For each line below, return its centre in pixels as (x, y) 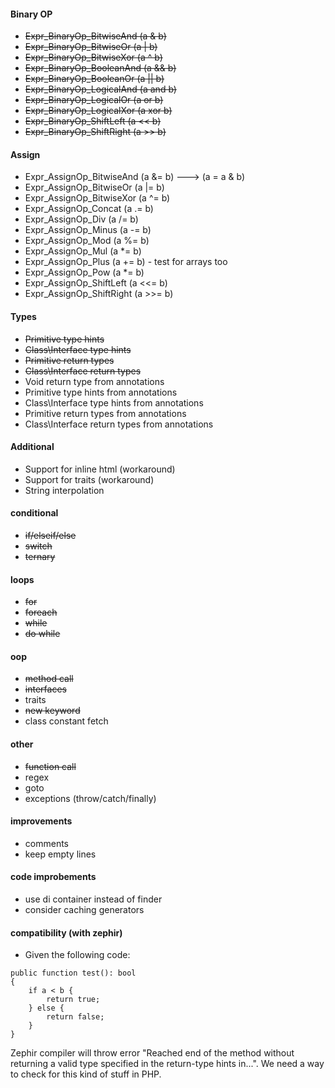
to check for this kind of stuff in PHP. (86, 1074)
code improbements (53, 877)
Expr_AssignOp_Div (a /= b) (81, 219)
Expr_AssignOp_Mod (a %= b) (87, 241)
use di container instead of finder (93, 899)
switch (38, 546)
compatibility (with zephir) (66, 932)
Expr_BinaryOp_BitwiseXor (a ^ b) (93, 57)
